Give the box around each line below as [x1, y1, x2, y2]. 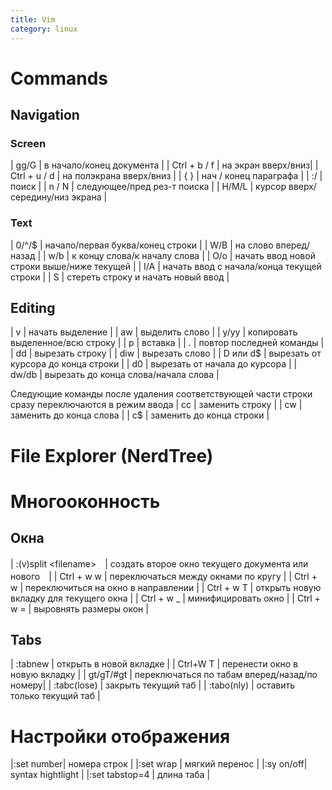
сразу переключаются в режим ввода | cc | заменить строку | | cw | [10, 399, 303, 411]
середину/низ [10, 191, 70, 203]
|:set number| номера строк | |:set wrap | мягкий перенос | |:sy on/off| [10, 758, 308, 770]
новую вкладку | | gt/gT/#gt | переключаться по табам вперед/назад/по [10, 669, 318, 681]
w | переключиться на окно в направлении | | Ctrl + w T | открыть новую [10, 581, 322, 593]
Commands [10, 67, 109, 90]
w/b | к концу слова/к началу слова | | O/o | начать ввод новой [48, 249, 316, 261]
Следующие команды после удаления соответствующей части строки [10, 388, 313, 400]
